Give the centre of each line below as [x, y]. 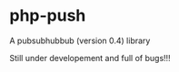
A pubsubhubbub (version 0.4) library [80, 40]
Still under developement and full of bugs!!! [90, 58]
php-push [48, 16]
